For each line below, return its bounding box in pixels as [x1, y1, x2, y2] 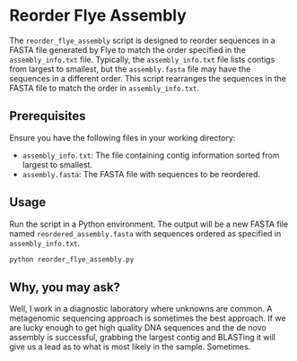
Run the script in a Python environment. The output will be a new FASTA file [9, 219, 289, 229]
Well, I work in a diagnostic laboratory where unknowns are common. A [9, 304, 273, 314]
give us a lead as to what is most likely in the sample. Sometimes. [9, 341, 251, 352]
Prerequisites [9, 108, 86, 124]
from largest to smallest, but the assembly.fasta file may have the [9, 64, 251, 74]
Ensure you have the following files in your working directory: [9, 132, 236, 143]
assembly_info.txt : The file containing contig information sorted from [22, 150, 280, 160]
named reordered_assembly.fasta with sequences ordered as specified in [9, 228, 282, 238]
